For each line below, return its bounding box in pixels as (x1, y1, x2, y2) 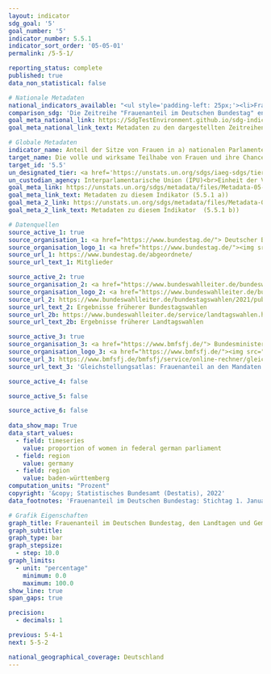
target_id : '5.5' (8, 161, 67, 169)
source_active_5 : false (8, 392, 89, 401)
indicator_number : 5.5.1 (8, 34, 92, 43)
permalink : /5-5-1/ (8, 49, 74, 57)
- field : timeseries (15, 436, 85, 445)
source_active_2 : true (8, 273, 85, 282)
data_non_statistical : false (8, 78, 106, 87)
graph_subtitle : (8, 527, 63, 535)
